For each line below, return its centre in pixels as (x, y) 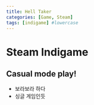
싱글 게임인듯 (30, 96)
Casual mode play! (41, 74)
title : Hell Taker (29, 12)
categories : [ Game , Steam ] (40, 17)
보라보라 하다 (30, 89)
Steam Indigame (47, 52)
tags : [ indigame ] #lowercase (42, 23)
